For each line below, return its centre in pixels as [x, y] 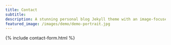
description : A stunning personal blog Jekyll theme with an [72, 19]
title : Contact [21, 10]
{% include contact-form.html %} [40, 38]
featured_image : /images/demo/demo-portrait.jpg [58, 24]
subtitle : [16, 14]
